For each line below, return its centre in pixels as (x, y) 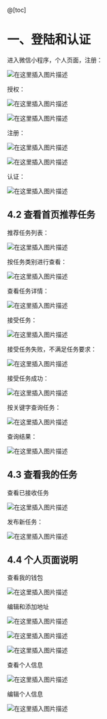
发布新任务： (25, 522)
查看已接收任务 (28, 492)
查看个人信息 (25, 665)
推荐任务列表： (28, 232)
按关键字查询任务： (34, 407)
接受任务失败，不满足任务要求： (52, 349)
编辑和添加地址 (28, 607)
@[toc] (17, 10)
